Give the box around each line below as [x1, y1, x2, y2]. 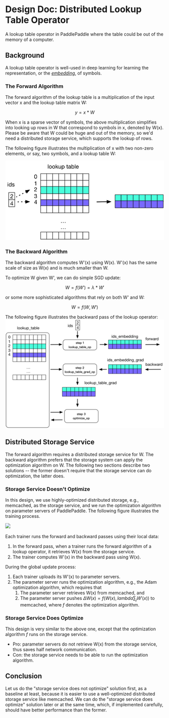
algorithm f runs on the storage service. [5, 631, 88, 637]
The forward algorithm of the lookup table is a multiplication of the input [5, 94, 155, 100]
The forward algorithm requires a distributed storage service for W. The [5, 451, 154, 457]
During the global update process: [5, 563, 77, 570]
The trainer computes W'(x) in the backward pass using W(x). [12, 554, 141, 560]
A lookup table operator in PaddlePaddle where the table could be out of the [5, 31, 164, 37]
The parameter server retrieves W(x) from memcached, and [20, 589, 145, 596]
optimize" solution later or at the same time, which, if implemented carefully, [5, 701, 163, 707]
